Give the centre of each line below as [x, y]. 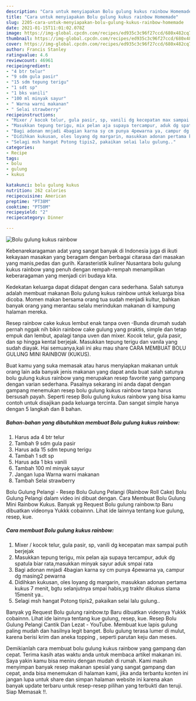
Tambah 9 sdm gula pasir [45, 443]
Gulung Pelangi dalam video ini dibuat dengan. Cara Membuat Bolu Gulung [96, 498]
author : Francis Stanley [36, 50]
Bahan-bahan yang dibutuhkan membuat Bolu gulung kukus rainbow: [93, 422]
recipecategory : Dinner [35, 218]
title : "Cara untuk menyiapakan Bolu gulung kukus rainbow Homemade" [92, 17]
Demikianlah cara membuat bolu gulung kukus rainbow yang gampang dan [96, 648]
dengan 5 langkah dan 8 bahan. [44, 409]
